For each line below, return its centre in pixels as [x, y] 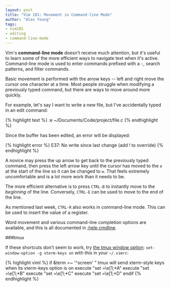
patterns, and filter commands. [38, 69]
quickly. [13, 95]
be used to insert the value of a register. [47, 212]
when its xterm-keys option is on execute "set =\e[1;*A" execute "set [77, 268]
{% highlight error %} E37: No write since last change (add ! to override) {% [84, 145]
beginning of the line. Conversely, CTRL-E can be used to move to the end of [84, 192]
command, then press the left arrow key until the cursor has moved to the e [84, 166]
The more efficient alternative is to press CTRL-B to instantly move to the [80, 186]
